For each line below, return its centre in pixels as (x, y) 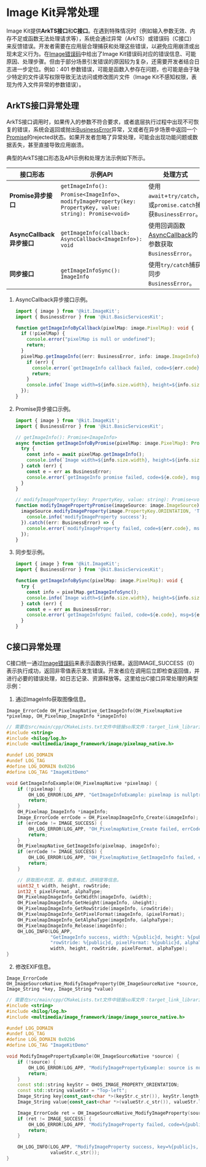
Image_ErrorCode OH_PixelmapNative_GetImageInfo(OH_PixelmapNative (94, 711)
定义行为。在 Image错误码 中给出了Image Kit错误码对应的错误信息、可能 (106, 53)
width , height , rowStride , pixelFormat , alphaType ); (119, 949)
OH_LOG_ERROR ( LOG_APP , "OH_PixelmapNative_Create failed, (104, 829)
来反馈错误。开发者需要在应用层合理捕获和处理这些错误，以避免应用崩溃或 (100, 46)
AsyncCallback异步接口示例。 (53, 299)
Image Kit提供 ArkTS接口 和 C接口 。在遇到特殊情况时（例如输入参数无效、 (98, 31)
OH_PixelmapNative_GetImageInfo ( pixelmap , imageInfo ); (89, 846)
